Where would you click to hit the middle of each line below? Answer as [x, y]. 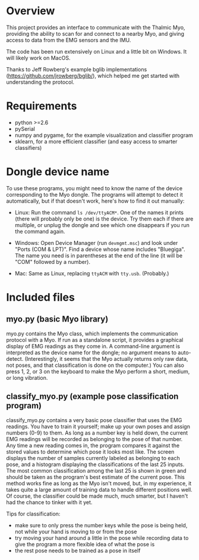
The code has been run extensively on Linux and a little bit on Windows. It [97, 51]
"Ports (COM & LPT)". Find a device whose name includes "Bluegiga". [100, 249]
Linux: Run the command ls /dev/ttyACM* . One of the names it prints [99, 212]
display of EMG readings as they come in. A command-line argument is [93, 346]
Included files [41, 297]
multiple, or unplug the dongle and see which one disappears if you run [102, 225]
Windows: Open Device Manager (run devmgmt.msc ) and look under [96, 243]
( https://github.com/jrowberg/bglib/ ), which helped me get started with [93, 75]
